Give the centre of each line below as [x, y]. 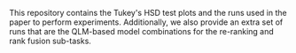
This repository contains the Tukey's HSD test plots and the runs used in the [148, 13]
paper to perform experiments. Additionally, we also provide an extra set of [146, 22]
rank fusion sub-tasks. [50, 41]
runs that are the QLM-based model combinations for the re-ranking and [142, 31]
